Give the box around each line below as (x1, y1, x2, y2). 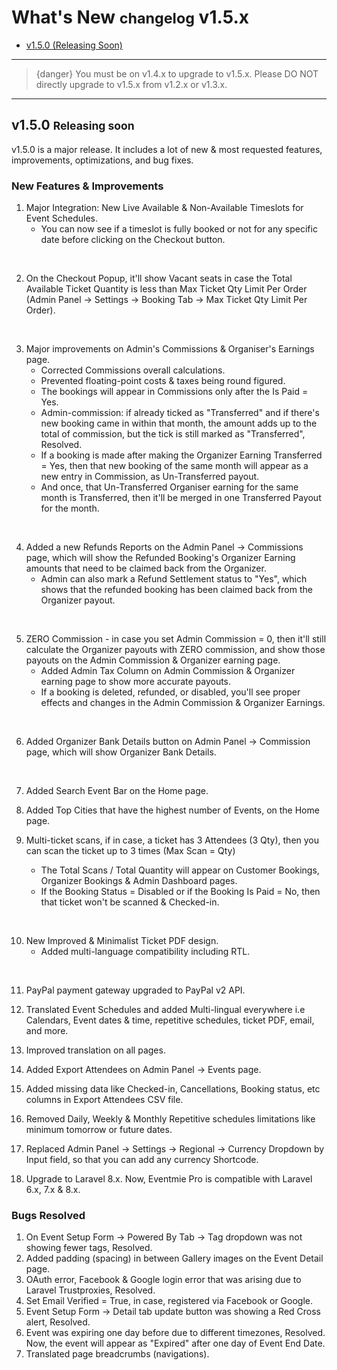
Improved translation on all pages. (25, 1044, 166, 1056)
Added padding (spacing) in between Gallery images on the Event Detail (25, 1252, 324, 1265)
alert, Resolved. (25, 1316, 91, 1328)
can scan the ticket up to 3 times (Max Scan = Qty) (25, 845, 236, 857)
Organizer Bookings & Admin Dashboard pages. (40, 875, 238, 887)
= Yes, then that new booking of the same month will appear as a (40, 460, 309, 472)
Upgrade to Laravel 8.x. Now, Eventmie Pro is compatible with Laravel (25, 1173, 313, 1185)
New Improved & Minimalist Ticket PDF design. (25, 935, 219, 947)
